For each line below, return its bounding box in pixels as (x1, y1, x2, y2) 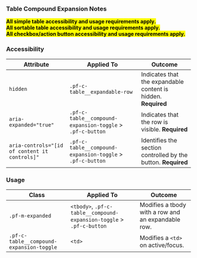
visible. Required (141, 125, 188, 133)
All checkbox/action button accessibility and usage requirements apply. (6, 30, 186, 38)
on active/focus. (140, 241, 185, 249)
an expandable (140, 215, 181, 223)
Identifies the (141, 136, 178, 144)
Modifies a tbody (140, 201, 186, 209)
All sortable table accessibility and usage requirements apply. (6, 24, 160, 31)
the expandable (141, 77, 184, 86)
